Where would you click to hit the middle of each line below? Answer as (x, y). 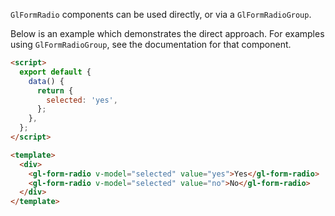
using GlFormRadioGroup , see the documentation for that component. (151, 44)
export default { (55, 72)
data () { (46, 81)
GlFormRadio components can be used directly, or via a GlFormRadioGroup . (161, 14)
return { (55, 90)
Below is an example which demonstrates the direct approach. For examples (167, 33)
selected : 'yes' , (82, 100)
